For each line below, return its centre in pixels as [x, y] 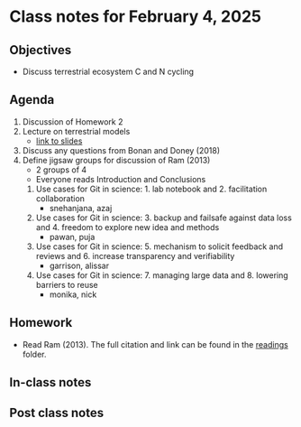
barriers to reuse [67, 284]
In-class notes [50, 382]
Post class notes [57, 413]
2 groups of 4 [61, 170]
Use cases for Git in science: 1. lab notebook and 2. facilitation [151, 189]
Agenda [32, 100]
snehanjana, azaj [81, 208]
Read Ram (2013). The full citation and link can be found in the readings [155, 344]
